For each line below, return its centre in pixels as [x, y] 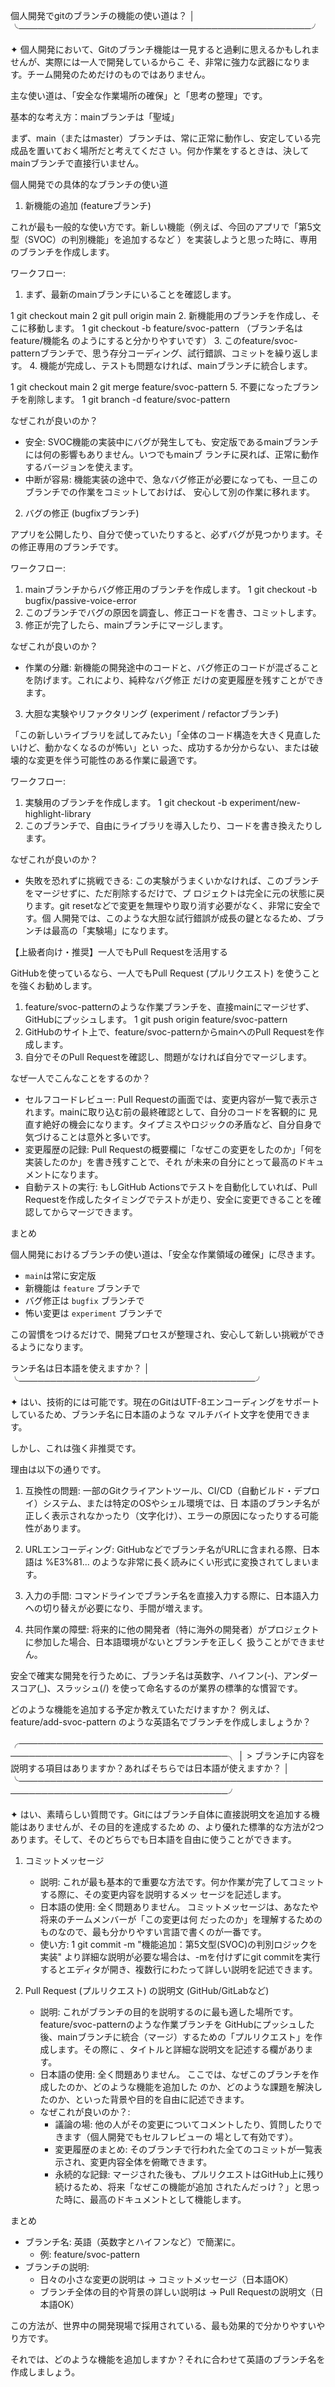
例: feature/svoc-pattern [89, 2254]
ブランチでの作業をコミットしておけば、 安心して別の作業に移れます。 [170, 492]
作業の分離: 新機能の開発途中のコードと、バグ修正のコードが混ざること [172, 667]
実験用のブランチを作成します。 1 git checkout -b [126, 802]
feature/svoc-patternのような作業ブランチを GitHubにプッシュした [177, 2024]
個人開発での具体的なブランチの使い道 [89, 184]
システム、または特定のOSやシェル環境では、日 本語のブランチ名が [181, 1503]
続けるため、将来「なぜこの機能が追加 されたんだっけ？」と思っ [187, 2187]
